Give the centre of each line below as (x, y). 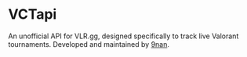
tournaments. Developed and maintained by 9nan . (89, 44)
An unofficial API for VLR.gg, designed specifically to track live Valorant (123, 36)
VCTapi (33, 14)
